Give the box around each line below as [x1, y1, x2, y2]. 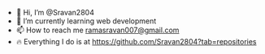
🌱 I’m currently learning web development [15, 16, 157, 26]
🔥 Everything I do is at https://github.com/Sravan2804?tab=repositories [15, 37, 257, 46]
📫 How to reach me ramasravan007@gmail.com [15, 25, 180, 35]
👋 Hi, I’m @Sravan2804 [15, 8, 95, 17]
